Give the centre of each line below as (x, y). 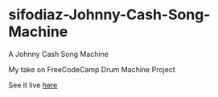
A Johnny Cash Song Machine (58, 54)
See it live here (33, 85)
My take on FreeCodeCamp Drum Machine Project (92, 69)
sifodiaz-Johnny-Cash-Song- (109, 15)
